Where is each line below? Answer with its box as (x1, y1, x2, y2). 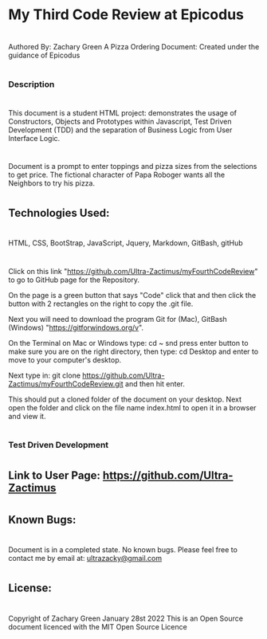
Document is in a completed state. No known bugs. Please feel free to (8, 545, 238, 555)
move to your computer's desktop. (8, 355, 122, 364)
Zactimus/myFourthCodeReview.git (8, 378, 124, 388)
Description (8, 78, 55, 89)
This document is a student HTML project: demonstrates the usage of (8, 108, 238, 117)
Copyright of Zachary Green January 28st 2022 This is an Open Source (8, 614, 243, 623)
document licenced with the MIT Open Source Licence (8, 621, 187, 631)
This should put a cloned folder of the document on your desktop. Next (8, 394, 241, 404)
